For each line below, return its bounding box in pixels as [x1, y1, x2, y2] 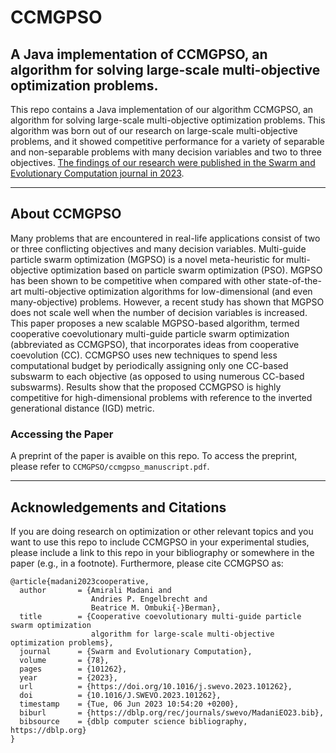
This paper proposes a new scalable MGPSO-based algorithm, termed [10, 317, 300, 329]
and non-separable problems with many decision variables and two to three [10, 146, 322, 158]
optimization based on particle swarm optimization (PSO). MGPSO [50, 264, 323, 276]
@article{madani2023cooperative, [10, 576, 150, 586]
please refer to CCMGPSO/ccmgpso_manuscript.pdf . [10, 461, 210, 473]
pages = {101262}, [19, 664, 128, 674]
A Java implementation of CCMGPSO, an [10, 46, 268, 63]
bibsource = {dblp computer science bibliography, [19, 716, 248, 726]
